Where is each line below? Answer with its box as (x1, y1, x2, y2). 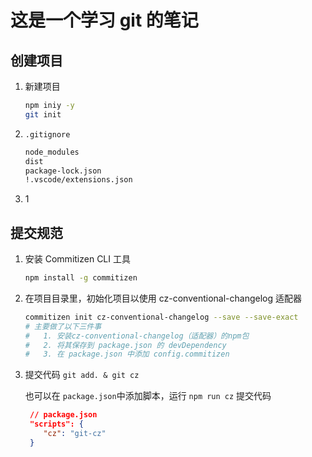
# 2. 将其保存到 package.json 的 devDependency (24, 340, 227, 350)
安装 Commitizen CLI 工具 (24, 253, 131, 265)
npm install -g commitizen (24, 273, 138, 283)
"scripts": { (29, 419, 84, 430)
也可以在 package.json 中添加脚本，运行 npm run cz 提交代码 (24, 390, 272, 402)
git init (24, 109, 62, 120)
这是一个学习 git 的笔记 (10, 9, 199, 32)
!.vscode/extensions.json (24, 175, 133, 185)
